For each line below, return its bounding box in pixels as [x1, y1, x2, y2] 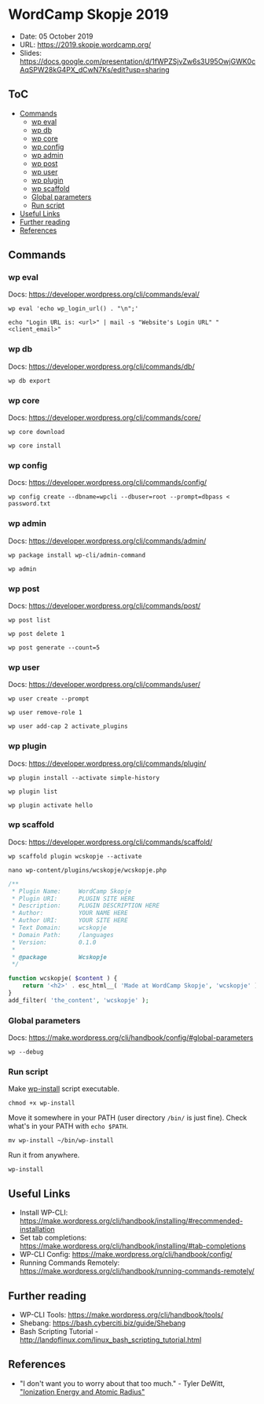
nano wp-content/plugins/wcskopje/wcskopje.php [8, 866, 167, 874]
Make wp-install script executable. [8, 1084, 120, 1093]
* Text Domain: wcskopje [11, 924, 108, 932]
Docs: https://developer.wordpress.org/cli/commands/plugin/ [8, 759, 207, 768]
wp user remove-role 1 [8, 709, 82, 717]
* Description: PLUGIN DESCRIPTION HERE [11, 902, 159, 910]
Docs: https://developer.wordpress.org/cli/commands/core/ [8, 413, 201, 422]
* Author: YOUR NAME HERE [11, 910, 128, 917]
